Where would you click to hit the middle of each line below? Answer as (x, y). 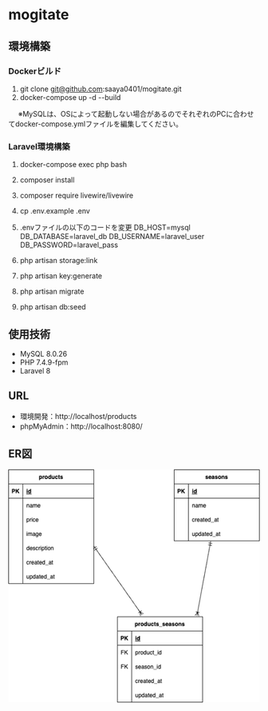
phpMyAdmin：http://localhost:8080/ (81, 426)
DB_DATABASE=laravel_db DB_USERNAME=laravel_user (112, 237)
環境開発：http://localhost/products (78, 416)
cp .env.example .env (55, 211)
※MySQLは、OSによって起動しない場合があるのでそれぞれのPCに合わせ (136, 114)
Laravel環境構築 (39, 146)
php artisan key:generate (61, 276)
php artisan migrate (52, 292)
